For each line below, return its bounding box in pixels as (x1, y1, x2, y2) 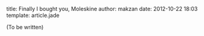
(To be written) (6, 24, 44, 31)
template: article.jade (6, 12, 60, 19)
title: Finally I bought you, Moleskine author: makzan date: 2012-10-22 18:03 (6, 5, 198, 12)
